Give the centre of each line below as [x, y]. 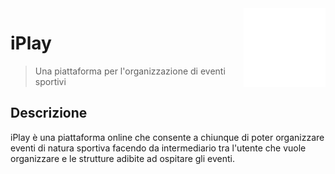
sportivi [50, 81]
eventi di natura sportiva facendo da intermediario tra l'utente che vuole [158, 148]
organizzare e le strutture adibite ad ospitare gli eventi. [123, 158]
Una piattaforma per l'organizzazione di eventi [130, 71]
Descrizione [49, 113]
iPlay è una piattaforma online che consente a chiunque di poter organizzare [167, 137]
